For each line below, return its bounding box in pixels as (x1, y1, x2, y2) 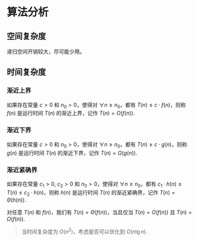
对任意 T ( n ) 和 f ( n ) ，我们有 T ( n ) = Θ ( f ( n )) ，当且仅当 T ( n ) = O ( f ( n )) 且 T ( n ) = (7, 209, 193, 216)
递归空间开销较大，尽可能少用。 (7, 48, 85, 55)
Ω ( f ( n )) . (7, 215, 26, 223)
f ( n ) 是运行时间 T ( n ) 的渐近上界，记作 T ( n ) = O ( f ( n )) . (7, 110, 135, 117)
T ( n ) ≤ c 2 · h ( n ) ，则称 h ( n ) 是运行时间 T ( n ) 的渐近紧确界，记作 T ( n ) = (7, 189, 175, 197)
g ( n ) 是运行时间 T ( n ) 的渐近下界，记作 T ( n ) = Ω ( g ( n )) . (7, 149, 137, 156)
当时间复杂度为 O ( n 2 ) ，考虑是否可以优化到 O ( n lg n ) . (21, 227, 147, 236)
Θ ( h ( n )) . (7, 196, 26, 203)
